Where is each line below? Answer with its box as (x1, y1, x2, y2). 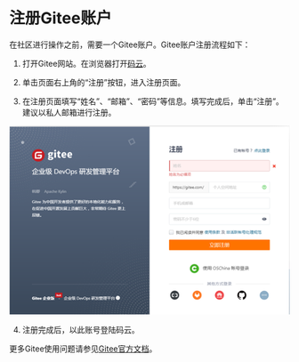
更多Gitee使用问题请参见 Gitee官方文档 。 (9, 343, 158, 354)
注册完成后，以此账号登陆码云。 (21, 324, 140, 334)
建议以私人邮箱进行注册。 (21, 107, 117, 117)
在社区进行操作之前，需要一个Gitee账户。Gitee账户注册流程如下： (9, 39, 251, 50)
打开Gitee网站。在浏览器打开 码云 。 (21, 58, 151, 68)
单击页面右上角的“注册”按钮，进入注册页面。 (21, 76, 186, 87)
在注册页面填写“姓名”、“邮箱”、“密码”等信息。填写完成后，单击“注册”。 (21, 95, 285, 107)
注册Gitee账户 (9, 8, 112, 28)
